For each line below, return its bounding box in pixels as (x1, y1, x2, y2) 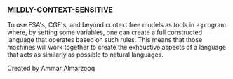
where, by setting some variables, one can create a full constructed (7, 28, 203, 36)
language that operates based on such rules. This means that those (7, 36, 203, 44)
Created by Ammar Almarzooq (7, 64, 95, 73)
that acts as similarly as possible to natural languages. (7, 50, 164, 59)
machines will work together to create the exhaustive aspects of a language (7, 43, 227, 52)
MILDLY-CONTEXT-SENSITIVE (7, 5, 114, 15)
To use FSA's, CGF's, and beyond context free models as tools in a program (7, 21, 227, 29)
